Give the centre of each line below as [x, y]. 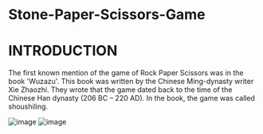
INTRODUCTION [63, 51]
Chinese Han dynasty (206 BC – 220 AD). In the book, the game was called [131, 98]
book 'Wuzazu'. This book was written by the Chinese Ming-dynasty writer [131, 82]
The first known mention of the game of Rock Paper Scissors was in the [126, 73]
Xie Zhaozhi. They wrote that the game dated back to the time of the [120, 90]
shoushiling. [28, 107]
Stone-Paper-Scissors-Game [107, 15]
